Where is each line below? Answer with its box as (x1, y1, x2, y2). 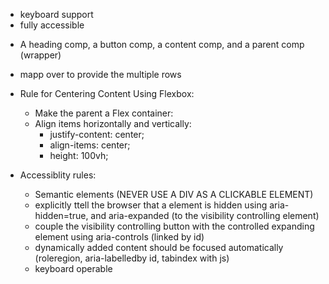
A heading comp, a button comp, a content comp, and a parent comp (19, 39, 305, 50)
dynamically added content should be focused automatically (34, 242, 284, 253)
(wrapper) (19, 49, 62, 61)
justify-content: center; (49, 129, 145, 140)
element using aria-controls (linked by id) (34, 231, 205, 243)
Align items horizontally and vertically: (34, 118, 192, 129)
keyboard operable (34, 263, 113, 274)
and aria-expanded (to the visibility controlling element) (90, 210, 320, 221)
